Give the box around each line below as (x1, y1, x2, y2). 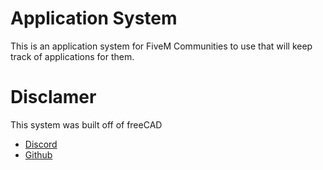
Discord (24, 138, 58, 150)
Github (24, 148, 53, 161)
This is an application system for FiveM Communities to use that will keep (10, 40, 313, 52)
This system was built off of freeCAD (10, 118, 163, 131)
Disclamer (10, 86, 97, 109)
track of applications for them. (10, 50, 135, 62)
